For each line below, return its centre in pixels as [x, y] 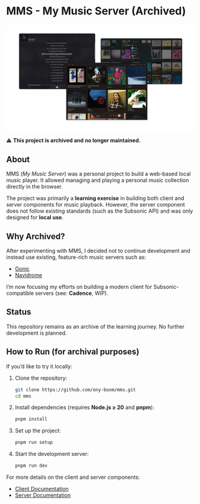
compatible [20, 293]
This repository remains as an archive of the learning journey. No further [95, 326]
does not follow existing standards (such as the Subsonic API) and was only [100, 211]
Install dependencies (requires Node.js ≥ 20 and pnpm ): [84, 407]
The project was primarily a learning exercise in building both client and [95, 198]
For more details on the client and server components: [73, 477]
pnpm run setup [34, 443]
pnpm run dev [31, 466]
